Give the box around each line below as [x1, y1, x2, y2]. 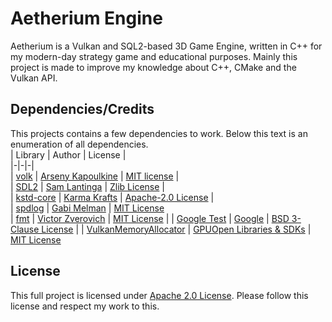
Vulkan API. [10, 72, 58, 84]
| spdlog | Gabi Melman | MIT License [10, 202, 165, 214]
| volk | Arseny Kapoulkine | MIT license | [10, 170, 180, 182]
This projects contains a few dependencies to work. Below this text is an [10, 127, 308, 139]
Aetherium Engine [10, 7, 163, 30]
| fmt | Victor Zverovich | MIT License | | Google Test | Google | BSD [10, 212, 290, 224]
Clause [10, 223, 40, 235]
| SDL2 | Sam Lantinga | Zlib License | [10, 180, 165, 192]
